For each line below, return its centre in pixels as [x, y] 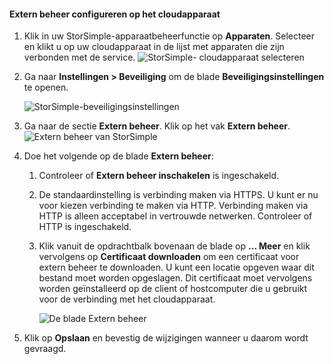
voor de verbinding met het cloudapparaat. [127, 299]
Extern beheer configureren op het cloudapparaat [115, 14]
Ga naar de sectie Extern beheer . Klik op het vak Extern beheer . [157, 126]
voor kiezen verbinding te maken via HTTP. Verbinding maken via [173, 206]
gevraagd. [45, 349]
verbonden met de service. [79, 57]
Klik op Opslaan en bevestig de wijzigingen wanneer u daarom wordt [166, 338]
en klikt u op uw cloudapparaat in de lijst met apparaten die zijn [154, 47]
